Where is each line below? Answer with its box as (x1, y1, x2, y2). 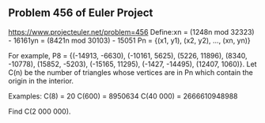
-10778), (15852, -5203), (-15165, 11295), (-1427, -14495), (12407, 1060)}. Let (8, 59, 257, 69)
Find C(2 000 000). (8, 106, 71, 116)
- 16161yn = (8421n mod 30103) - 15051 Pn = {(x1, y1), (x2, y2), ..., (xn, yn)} (8, 35, 251, 45)
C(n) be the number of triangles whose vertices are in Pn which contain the (8, 67, 253, 77)
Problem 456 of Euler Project (8, 6, 153, 20)
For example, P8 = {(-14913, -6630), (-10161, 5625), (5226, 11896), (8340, (8, 50, 248, 60)
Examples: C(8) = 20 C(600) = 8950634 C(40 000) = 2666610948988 (8, 91, 238, 101)
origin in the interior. (8, 76, 74, 85)
